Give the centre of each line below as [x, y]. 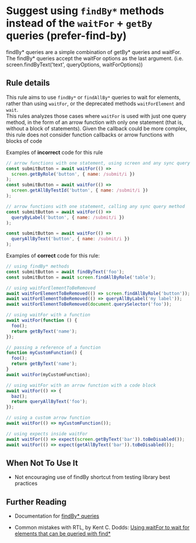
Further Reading [36, 502]
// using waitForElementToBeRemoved [51, 288]
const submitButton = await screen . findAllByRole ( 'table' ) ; [81, 277]
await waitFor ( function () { [42, 320]
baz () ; [19, 396]
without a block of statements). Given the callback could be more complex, [97, 128]
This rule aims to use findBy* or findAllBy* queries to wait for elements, [93, 97]
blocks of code [24, 141]
